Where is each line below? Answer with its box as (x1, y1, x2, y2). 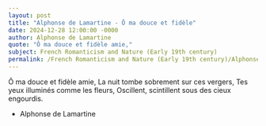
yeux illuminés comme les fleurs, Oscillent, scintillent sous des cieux (8, 85, 231, 94)
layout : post (8, 11, 51, 20)
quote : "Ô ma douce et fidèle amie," (8, 41, 133, 49)
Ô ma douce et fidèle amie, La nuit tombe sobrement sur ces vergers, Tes (8, 76, 248, 87)
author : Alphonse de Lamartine (8, 33, 112, 42)
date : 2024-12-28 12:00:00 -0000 (8, 26, 119, 34)
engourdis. (8, 94, 44, 103)
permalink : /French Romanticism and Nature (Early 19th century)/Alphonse (8, 56, 260, 64)
